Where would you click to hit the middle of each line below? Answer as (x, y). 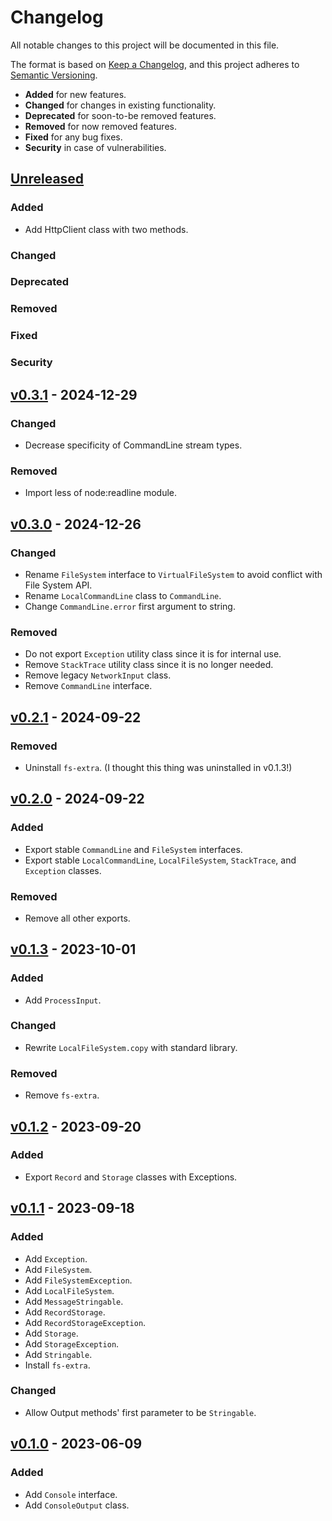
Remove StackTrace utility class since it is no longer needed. (149, 665)
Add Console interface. (71, 1494)
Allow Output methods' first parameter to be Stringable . (140, 1412)
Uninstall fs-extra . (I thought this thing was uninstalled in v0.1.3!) (158, 767)
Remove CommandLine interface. (88, 686)
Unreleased (47, 179)
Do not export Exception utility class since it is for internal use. (153, 654)
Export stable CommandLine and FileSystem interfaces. (133, 849)
